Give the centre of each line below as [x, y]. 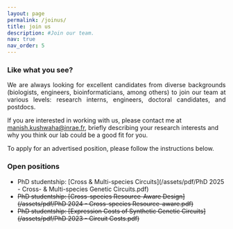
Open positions [34, 167]
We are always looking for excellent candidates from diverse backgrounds [116, 85]
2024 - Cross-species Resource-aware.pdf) [131, 203]
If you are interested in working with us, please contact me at [95, 120]
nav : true [21, 39]
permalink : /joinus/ [37, 20]
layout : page [26, 13]
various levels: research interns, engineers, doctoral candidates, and [116, 100]
